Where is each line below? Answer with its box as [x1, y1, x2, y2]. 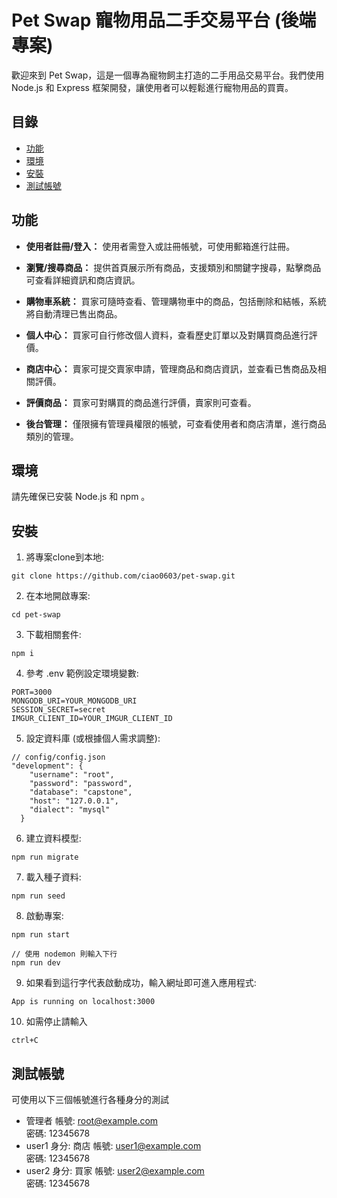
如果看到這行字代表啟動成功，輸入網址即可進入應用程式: [25, 977, 257, 989]
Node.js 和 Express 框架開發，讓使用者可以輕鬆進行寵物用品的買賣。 [11, 81, 294, 93]
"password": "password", [29, 779, 133, 789]
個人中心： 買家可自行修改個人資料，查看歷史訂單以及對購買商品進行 [25, 329, 309, 341]
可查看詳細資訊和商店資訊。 [25, 274, 141, 286]
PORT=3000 [11, 687, 53, 698]
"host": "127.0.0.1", [29, 796, 119, 806]
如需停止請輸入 [25, 1016, 88, 1028]
